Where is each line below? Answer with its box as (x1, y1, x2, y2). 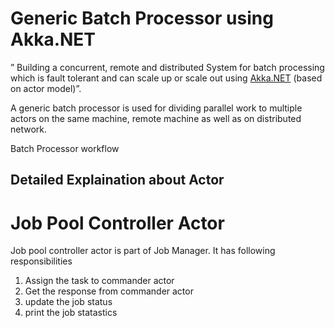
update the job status (24, 296, 113, 308)
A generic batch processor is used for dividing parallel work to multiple (10, 102, 303, 114)
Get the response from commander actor (24, 285, 194, 297)
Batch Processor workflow (10, 142, 120, 154)
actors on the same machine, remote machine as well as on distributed (10, 112, 302, 124)
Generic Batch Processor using (10, 7, 274, 30)
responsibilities (10, 255, 73, 267)
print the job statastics (24, 307, 118, 319)
